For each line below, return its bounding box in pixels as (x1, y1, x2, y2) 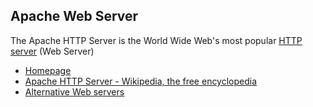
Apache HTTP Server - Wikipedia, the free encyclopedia (24, 75, 258, 87)
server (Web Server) (10, 45, 95, 57)
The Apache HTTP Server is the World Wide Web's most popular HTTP (10, 34, 303, 46)
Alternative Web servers (24, 85, 125, 98)
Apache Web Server (10, 8, 139, 25)
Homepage (24, 64, 72, 76)
